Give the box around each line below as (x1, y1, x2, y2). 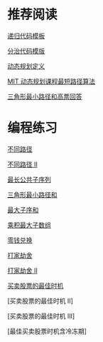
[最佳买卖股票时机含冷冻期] (7, 326, 87, 336)
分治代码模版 (7, 46, 45, 55)
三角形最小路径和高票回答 (7, 92, 82, 101)
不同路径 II (7, 160, 38, 169)
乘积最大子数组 (7, 221, 51, 229)
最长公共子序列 (7, 175, 51, 183)
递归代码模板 (7, 31, 45, 40)
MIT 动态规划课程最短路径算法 (7, 76, 96, 86)
